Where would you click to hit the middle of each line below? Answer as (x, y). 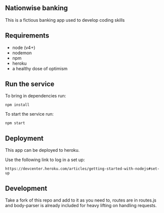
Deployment (24, 138)
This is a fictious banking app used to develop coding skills (65, 20)
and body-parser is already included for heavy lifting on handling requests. (81, 206)
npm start (15, 123)
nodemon (22, 53)
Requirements (27, 36)
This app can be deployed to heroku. (42, 150)
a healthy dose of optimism (40, 68)
